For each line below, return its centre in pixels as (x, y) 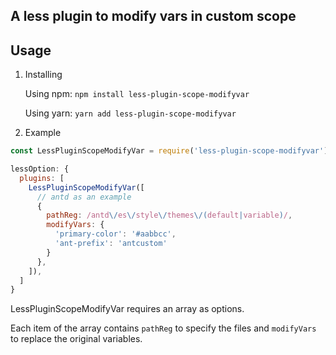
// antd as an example (84, 197)
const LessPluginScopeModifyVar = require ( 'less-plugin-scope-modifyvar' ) (169, 151)
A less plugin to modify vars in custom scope (153, 16)
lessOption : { (40, 169)
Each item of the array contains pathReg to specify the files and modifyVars (163, 328)
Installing (43, 75)
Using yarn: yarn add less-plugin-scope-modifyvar (130, 113)
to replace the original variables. (76, 339)
